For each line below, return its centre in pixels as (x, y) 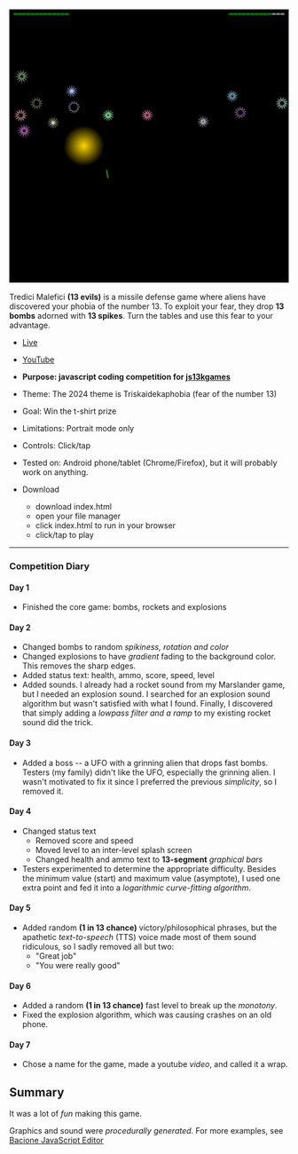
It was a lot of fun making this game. (75, 1114)
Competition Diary (50, 566)
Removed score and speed (84, 840)
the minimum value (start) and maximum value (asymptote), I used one (151, 878)
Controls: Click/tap (56, 446)
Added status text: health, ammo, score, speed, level (118, 676)
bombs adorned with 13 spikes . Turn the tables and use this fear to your (141, 316)
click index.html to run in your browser (105, 526)
